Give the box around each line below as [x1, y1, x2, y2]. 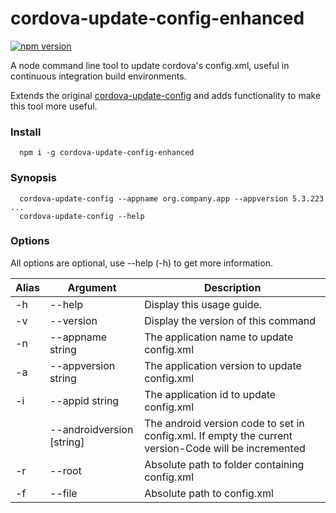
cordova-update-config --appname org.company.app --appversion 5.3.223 [19, 193, 325, 204]
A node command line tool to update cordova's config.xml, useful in [10, 59, 290, 71]
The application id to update [144, 387, 277, 401]
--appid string [49, 393, 120, 407]
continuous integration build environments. [10, 70, 187, 82]
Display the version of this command [144, 313, 316, 327]
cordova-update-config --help [19, 211, 145, 221]
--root [49, 463, 82, 477]
